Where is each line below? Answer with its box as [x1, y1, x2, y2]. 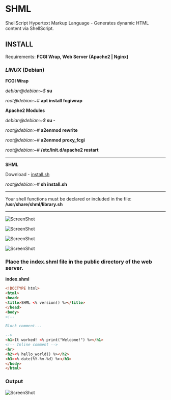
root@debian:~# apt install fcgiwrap [5, 98, 83, 104]
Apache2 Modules [5, 107, 45, 113]
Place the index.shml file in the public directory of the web [5, 258, 153, 265]
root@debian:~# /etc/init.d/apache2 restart [5, 147, 99, 153]
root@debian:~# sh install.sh [5, 181, 67, 187]
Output [5, 378, 23, 385]
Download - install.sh [5, 172, 50, 178]
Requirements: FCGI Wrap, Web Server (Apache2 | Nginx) [5, 53, 129, 60]
